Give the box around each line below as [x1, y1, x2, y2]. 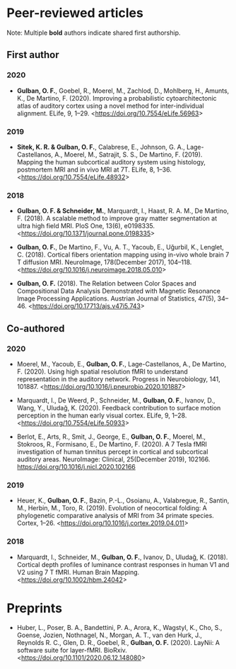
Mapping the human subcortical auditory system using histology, [16, 157, 206, 166]
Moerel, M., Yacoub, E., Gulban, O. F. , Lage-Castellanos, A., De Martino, [16, 359, 227, 368]
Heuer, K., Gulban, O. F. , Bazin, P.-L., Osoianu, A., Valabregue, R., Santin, [16, 496, 230, 505]
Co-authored [6, 322, 65, 334]
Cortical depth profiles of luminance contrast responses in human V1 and [16, 560, 230, 568]
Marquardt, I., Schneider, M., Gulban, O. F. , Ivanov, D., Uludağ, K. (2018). [16, 553, 228, 561]
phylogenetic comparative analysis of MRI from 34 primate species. [16, 512, 215, 520]
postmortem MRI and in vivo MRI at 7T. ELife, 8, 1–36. [16, 165, 172, 174]
